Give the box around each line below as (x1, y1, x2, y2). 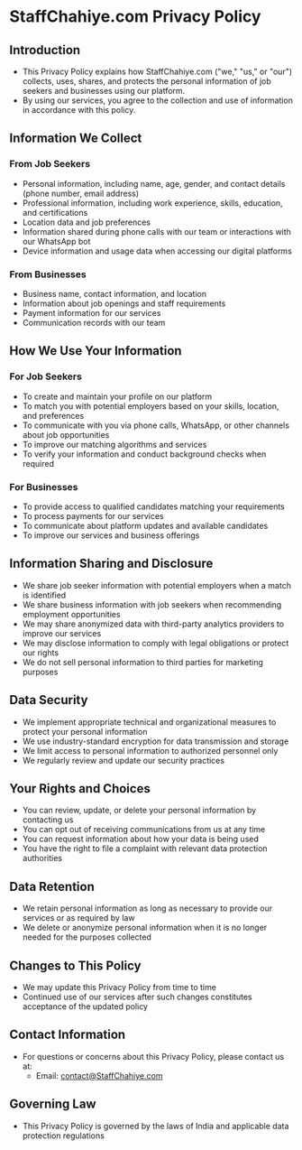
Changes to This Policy (9, 958, 142, 973)
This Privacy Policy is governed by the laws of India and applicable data (22, 1120, 289, 1131)
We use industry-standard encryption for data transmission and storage (22, 736, 289, 747)
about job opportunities (22, 429, 110, 440)
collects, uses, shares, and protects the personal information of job (22, 76, 272, 87)
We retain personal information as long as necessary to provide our (22, 903, 273, 914)
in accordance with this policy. (22, 105, 136, 115)
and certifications (22, 207, 88, 218)
